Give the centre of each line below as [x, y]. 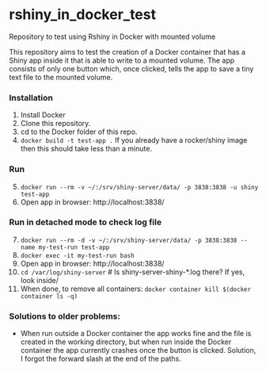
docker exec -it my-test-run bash [77, 255]
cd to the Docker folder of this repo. [79, 132]
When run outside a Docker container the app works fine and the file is [136, 334]
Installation [31, 98]
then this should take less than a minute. [86, 149]
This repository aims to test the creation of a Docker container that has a [127, 52]
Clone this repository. [55, 124]
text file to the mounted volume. [61, 77]
